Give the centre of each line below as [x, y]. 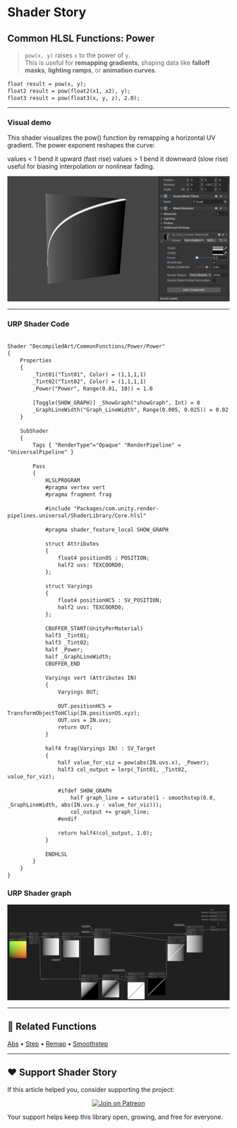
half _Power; [64, 650]
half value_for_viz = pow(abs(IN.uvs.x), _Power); [134, 763]
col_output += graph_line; [110, 812]
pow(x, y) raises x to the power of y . [77, 55]
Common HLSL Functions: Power [81, 38]
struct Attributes [72, 544]
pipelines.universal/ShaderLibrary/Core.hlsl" [77, 516]
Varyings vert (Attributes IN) [91, 678]
